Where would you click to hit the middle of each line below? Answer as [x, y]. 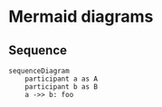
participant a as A [62, 79]
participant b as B [62, 87]
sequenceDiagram [39, 71]
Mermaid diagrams [81, 17]
